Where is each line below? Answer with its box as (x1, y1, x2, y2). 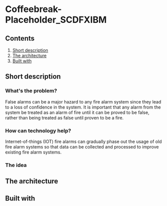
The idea (5, 161, 27, 168)
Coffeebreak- (5, 3, 62, 15)
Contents (5, 34, 35, 42)
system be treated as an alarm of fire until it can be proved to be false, (5, 109, 150, 115)
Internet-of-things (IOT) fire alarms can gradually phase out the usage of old (5, 138, 162, 144)
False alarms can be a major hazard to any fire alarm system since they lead (5, 98, 162, 104)
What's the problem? (5, 87, 57, 94)
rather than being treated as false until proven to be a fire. (5, 114, 124, 120)
